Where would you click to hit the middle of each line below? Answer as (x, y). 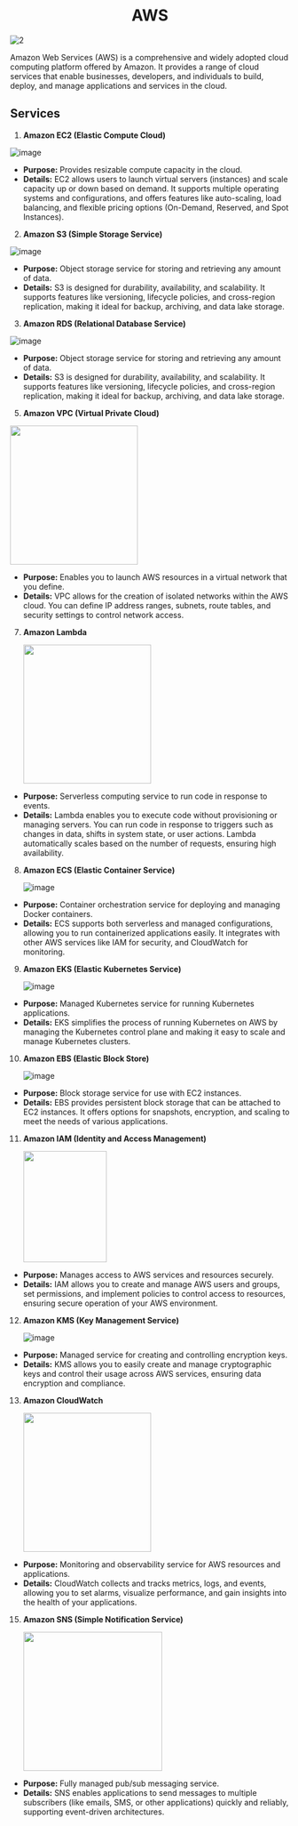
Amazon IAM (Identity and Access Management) (114, 1138)
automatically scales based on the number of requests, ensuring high (149, 843)
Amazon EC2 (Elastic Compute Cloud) (94, 135)
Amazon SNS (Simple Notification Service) (103, 1619)
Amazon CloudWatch (63, 1400)
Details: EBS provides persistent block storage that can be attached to (152, 1102)
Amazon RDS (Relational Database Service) (104, 323)
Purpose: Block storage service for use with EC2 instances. (132, 1093)
